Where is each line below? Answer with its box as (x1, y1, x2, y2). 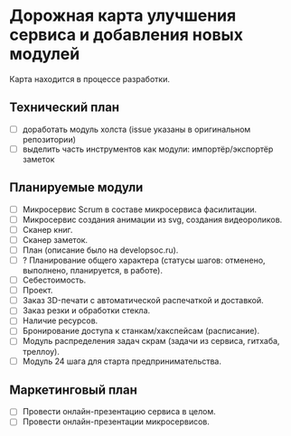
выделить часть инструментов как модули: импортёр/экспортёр (22, 144, 274, 154)
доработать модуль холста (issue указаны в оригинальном (22, 124, 251, 135)
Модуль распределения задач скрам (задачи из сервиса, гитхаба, (22, 336, 280, 347)
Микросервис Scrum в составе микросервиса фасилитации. (22, 204, 258, 215)
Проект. (22, 285, 53, 296)
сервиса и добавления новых (9, 24, 244, 45)
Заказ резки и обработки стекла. (22, 305, 151, 316)
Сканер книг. (22, 224, 73, 235)
